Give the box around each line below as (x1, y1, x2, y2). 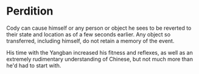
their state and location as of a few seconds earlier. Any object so (6, 30, 171, 38)
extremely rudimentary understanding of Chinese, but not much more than (6, 55, 194, 62)
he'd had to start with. (6, 62, 61, 69)
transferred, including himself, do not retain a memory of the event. (6, 37, 175, 44)
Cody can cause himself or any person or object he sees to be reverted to (6, 24, 192, 32)
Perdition (6, 4, 54, 18)
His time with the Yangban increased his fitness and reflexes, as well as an (6, 49, 193, 56)
